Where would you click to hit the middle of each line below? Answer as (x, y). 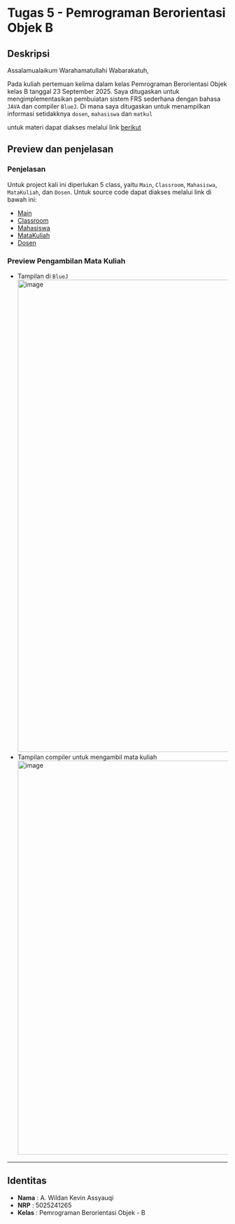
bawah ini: (22, 199)
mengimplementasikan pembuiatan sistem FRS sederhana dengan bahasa (114, 99)
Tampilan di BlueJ (43, 276)
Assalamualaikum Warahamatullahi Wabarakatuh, (78, 70)
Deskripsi (29, 54)
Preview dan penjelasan (60, 149)
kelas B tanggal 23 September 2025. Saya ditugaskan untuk (93, 91)
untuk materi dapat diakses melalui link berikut (74, 127)
